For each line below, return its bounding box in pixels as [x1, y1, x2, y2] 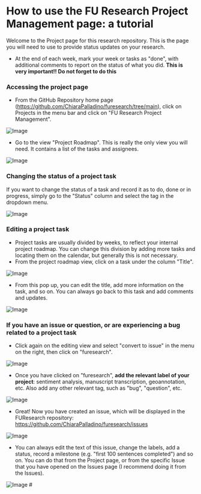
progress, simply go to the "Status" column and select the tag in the [6, 192, 174, 199]
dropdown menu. [6, 199, 49, 206]
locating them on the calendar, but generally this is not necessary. [14, 252, 178, 259]
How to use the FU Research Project [6, 4, 188, 18]
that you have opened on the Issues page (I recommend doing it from [14, 463, 187, 471]
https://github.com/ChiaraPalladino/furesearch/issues [14, 421, 148, 428]
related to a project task [6, 328, 77, 336]
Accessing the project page [6, 82, 89, 91]
